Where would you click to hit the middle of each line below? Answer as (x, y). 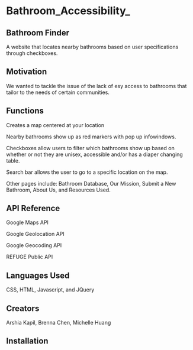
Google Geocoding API (34, 245)
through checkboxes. (32, 53)
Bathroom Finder (38, 33)
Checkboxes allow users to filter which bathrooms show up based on (90, 148)
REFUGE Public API (30, 257)
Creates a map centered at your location (55, 125)
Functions (25, 111)
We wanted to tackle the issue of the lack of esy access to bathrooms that (96, 86)
